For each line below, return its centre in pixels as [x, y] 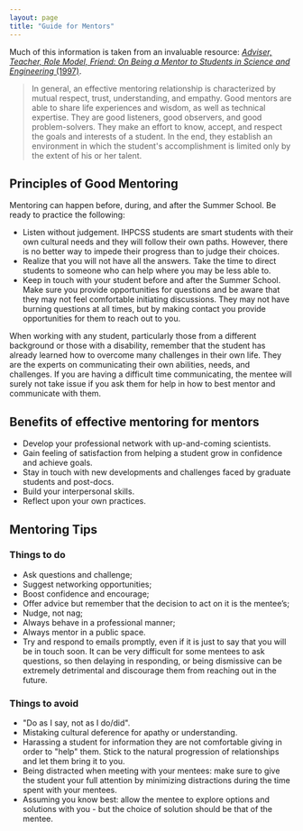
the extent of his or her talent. [87, 155]
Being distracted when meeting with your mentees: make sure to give [151, 771]
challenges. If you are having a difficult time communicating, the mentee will [151, 374]
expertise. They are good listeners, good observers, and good [147, 117]
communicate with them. [55, 394]
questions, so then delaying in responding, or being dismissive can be [152, 661]
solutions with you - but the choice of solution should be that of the [147, 809]
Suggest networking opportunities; [87, 584]
